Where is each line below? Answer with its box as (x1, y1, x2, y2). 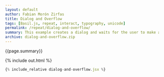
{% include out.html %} (5, 57, 52, 63)
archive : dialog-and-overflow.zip (5, 35, 76, 40)
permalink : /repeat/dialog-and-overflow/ (5, 26, 91, 30)
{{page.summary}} (5, 48, 43, 54)
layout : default (5, 7, 38, 12)
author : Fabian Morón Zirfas (5, 12, 64, 17)
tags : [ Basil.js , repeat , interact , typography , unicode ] (5, 21, 125, 26)
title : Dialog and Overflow (5, 16, 62, 21)
